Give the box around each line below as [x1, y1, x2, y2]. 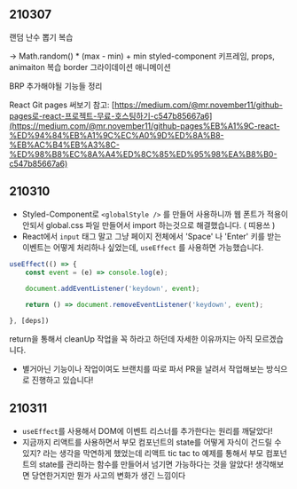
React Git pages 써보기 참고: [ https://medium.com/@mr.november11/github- [9, 99, 284, 110]
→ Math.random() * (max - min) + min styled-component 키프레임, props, [9, 51, 275, 61]
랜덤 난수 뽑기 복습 [9, 31, 74, 43]
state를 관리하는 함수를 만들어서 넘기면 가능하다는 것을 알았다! [38, 459, 254, 469]
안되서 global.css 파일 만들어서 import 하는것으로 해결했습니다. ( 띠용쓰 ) [21, 219, 276, 230]
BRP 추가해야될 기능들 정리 [9, 80, 103, 91]
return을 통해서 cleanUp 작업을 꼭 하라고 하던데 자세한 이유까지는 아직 [9, 333, 254, 344]
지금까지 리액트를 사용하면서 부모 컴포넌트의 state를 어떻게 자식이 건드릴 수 [21, 437, 282, 447]
